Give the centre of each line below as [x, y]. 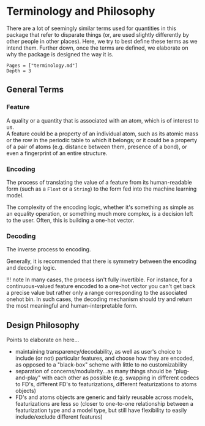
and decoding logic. [32, 268]
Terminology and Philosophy [81, 11]
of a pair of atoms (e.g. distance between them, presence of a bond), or [97, 146]
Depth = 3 [19, 71]
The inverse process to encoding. [49, 249]
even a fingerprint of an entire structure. [57, 153]
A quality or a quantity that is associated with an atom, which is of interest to [102, 120]
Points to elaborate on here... [43, 340]
